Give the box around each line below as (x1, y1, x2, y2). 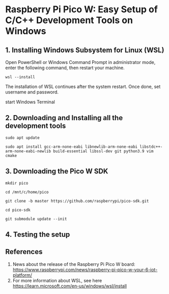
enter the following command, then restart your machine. (5, 65, 125, 71)
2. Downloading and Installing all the (5, 114, 123, 122)
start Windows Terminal (5, 99, 55, 105)
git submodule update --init (5, 216, 67, 221)
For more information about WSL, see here (12, 277, 102, 283)
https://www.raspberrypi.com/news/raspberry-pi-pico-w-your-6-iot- (12, 266, 158, 273)
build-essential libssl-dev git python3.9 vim (53, 148, 154, 154)
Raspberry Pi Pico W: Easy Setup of (5, 4, 158, 15)
